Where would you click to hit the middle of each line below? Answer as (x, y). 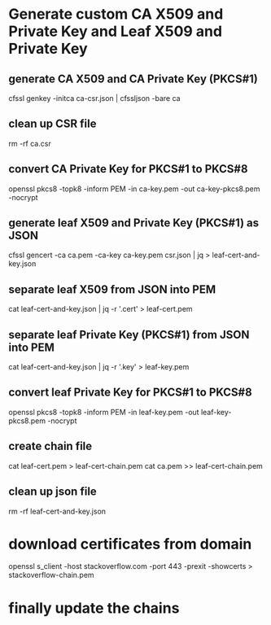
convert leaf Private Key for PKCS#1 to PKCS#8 (130, 393)
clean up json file (53, 492)
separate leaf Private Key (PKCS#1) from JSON (129, 334)
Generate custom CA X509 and (116, 14)
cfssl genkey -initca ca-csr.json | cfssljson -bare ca (94, 98)
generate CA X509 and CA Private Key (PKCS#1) (133, 79)
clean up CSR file (52, 124)
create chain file (50, 446)
